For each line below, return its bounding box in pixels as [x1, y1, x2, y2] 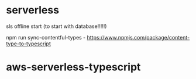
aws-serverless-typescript [6, 60, 141, 74]
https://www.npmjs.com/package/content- [87, 34, 190, 41]
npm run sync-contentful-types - [6, 34, 86, 41]
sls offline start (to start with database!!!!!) [6, 23, 107, 30]
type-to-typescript [6, 40, 51, 47]
